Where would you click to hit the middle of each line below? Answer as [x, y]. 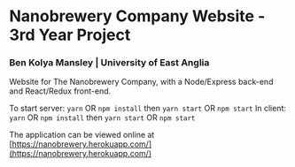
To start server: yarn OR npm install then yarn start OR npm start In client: [147, 109]
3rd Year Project [70, 35]
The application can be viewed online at [82, 135]
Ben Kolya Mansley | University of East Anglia [109, 63]
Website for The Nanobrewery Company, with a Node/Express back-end [141, 82]
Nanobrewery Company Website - [137, 16]
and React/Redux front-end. [60, 91]
